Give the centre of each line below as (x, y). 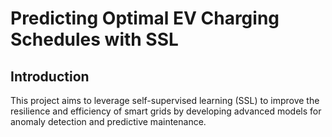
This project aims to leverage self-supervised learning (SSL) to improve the (165, 100)
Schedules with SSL (94, 39)
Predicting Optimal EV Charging (145, 18)
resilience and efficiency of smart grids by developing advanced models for (166, 111)
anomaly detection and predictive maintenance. (108, 121)
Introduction (50, 76)
